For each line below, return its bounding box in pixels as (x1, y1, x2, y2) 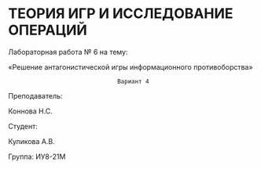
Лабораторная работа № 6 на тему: (8, 47, 128, 56)
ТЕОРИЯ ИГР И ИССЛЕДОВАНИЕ (8, 5, 233, 23)
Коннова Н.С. (8, 106, 53, 116)
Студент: (8, 121, 38, 131)
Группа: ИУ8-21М (8, 152, 66, 161)
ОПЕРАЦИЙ (8, 21, 88, 39)
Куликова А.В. (8, 136, 55, 146)
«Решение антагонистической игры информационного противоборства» (8, 62, 253, 71)
